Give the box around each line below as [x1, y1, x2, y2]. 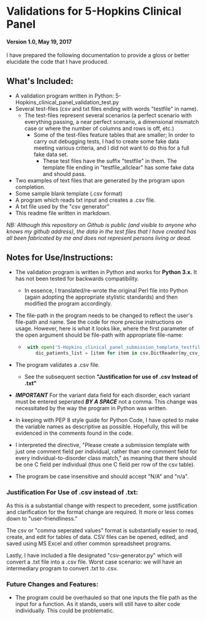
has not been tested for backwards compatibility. [15, 275, 139, 283]
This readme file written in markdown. [15, 210, 112, 217]
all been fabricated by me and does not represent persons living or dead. [6, 234, 192, 242]
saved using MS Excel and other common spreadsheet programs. [6, 540, 172, 547]
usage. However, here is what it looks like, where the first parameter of [15, 325, 194, 332]
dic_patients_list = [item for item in [36, 350, 138, 356]
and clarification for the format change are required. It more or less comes [6, 508, 194, 516]
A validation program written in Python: [15, 92, 115, 99]
